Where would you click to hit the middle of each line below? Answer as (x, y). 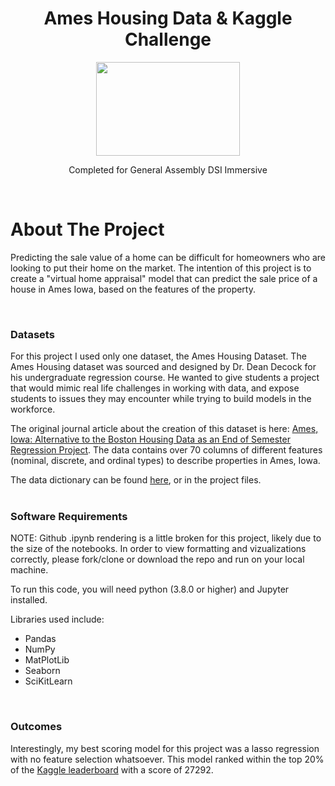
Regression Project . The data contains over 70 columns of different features (166, 450)
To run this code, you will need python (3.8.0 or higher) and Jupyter (150, 589)
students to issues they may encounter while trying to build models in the (161, 399)
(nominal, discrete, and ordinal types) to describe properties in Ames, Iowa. (165, 461)
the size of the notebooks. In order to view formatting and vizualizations (158, 549)
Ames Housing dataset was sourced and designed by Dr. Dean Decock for (163, 367)
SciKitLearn (48, 681)
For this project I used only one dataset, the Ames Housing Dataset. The (158, 356)
